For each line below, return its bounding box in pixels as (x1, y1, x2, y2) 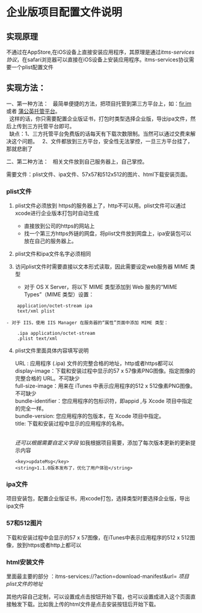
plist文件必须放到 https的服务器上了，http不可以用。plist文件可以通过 (14, 202, 186, 210)
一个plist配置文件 (11, 64, 54, 70)
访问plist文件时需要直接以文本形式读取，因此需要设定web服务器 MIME (14, 263, 189, 270)
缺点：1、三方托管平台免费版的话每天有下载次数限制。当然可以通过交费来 (8, 130, 191, 137)
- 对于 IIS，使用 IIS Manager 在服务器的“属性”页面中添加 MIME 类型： (6, 320, 169, 326)
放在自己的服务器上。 (23, 237, 77, 244)
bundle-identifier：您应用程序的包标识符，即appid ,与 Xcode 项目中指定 (14, 397, 192, 405)
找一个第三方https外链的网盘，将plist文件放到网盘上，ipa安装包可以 (23, 230, 192, 237)
